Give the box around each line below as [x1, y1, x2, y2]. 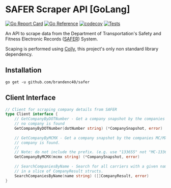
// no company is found [14, 121, 65, 126]
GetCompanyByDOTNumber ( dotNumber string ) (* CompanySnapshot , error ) [14, 126, 163, 131]
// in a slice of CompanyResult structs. [14, 169, 103, 174]
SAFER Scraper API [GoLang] [5, 4, 130, 15]
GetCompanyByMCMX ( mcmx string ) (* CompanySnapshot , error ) [14, 154, 140, 159]
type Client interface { [5, 111, 58, 117]
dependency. [5, 51, 33, 57]
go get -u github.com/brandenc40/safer [5, 79, 90, 85]
